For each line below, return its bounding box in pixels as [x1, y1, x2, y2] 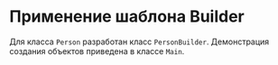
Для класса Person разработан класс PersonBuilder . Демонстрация [9, 36, 270, 47]
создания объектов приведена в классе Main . [9, 45, 185, 56]
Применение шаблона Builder [9, 6, 246, 27]
